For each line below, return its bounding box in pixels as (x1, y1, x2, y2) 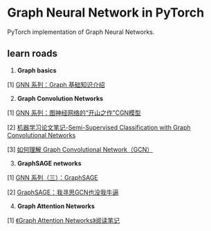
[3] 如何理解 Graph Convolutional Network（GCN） (7, 145, 154, 154)
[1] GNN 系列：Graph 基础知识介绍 (7, 80, 105, 89)
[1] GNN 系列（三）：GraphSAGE (7, 173, 98, 181)
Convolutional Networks (7, 131, 76, 139)
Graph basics (17, 66, 57, 74)
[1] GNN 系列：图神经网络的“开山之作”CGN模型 (7, 109, 141, 117)
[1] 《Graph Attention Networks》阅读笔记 (7, 216, 120, 224)
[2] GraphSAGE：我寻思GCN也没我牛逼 (7, 188, 119, 196)
